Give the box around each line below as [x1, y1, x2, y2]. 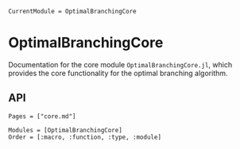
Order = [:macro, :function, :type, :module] [8, 133, 161, 141]
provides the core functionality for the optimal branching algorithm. [8, 68, 228, 78]
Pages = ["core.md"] [8, 112, 77, 120]
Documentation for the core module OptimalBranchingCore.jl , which [8, 59, 233, 69]
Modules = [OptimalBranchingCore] [8, 126, 123, 134]
